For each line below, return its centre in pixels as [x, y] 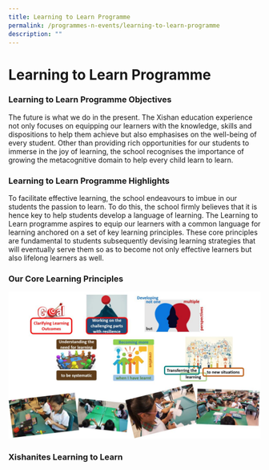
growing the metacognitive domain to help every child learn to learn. [121, 160]
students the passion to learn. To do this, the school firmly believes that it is [133, 207]
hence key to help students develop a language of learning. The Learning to [133, 215]
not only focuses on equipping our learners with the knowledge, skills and [130, 125]
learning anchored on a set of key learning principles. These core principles [133, 232]
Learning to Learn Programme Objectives [90, 100]
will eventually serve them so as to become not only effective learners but [130, 250]
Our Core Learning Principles [66, 279]
